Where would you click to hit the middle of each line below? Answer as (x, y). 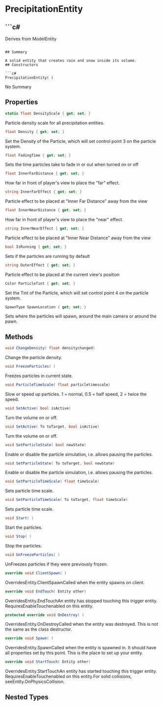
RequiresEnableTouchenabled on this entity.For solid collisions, (69, 677)
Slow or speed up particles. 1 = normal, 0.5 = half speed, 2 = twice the (76, 394)
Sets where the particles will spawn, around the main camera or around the (81, 316)
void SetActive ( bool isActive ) (38, 408)
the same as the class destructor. (39, 629)
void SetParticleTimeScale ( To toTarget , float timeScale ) (67, 500)
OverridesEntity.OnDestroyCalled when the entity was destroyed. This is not (81, 624)
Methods (19, 337)
